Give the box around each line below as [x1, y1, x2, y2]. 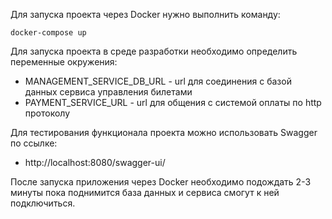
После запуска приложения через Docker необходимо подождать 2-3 [10, 176, 312, 188]
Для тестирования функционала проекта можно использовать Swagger [10, 127, 318, 138]
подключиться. [10, 197, 76, 209]
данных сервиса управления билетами [24, 86, 193, 98]
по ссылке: [10, 137, 58, 149]
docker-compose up [10, 28, 87, 38]
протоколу [24, 107, 71, 119]
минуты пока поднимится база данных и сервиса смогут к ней [10, 187, 280, 198]
